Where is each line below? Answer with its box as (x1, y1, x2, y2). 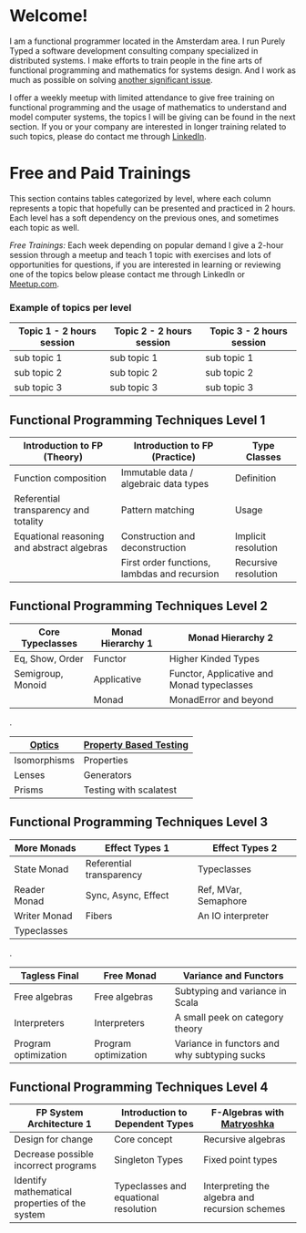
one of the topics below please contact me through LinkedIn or (9, 268, 246, 279)
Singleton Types (113, 1154, 184, 1166)
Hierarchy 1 (100, 637, 153, 649)
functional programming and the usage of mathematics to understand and (9, 101, 287, 112)
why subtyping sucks (174, 1048, 266, 1061)
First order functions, (121, 555, 211, 568)
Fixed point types (203, 1154, 278, 1166)
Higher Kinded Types (168, 652, 260, 665)
